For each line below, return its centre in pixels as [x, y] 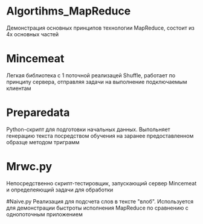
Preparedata [38, 113]
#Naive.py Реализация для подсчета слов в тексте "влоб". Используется [100, 201]
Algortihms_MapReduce [69, 11]
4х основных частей [33, 34]
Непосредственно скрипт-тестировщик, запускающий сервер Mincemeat [101, 183]
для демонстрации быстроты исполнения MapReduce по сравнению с [97, 208]
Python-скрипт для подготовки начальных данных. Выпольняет [88, 129]
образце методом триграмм [43, 142]
